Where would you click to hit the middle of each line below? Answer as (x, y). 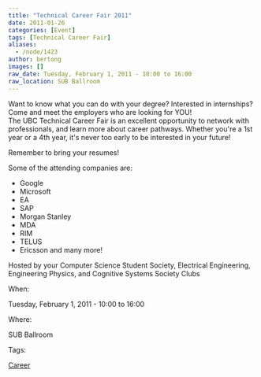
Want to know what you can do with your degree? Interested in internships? (131, 104)
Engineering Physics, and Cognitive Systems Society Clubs (104, 273)
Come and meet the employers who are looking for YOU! (100, 112)
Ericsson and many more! (61, 249)
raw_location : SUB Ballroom (54, 81)
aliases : (22, 45)
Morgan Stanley (45, 216)
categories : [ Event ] (42, 30)
